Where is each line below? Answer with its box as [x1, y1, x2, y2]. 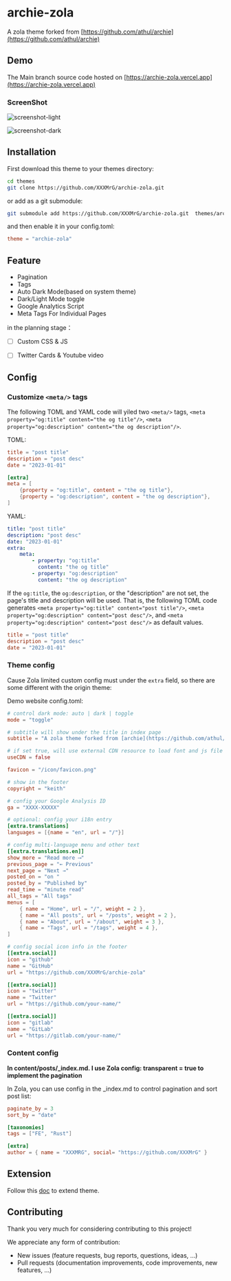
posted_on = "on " [7, 873, 60, 880]
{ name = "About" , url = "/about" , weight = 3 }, [19, 918, 165, 925]
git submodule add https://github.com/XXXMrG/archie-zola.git [7, 210, 189, 217]
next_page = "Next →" [7, 867, 69, 874]
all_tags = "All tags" [7, 893, 72, 900]
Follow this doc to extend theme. [7, 1186, 100, 1194]
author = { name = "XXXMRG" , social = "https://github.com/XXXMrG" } [7, 1149, 208, 1156]
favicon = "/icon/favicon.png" [7, 766, 97, 774]
